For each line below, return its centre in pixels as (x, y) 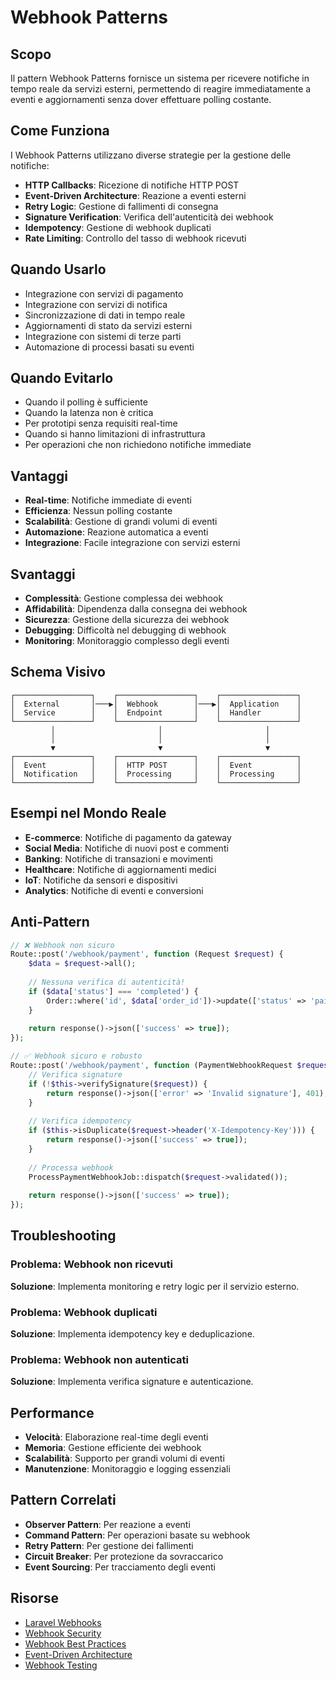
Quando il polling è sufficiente (86, 402)
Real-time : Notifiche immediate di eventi (108, 500)
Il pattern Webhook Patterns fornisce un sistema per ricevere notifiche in (160, 78)
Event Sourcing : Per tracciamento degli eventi (120, 1567)
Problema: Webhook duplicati (84, 1312)
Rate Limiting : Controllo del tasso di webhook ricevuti (135, 238)
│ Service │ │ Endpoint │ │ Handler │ (156, 712)
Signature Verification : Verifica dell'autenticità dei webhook (149, 217)
